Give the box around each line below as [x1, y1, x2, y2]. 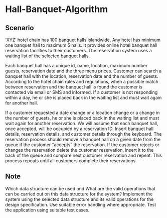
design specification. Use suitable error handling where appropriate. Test [5, 201, 156, 207]
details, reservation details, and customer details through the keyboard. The [5, 131, 162, 137]
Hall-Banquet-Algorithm [5, 4, 108, 15]
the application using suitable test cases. [5, 207, 90, 213]
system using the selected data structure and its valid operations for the [5, 196, 154, 202]
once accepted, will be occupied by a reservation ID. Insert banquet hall [5, 126, 154, 132]
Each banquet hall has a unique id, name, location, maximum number [5, 63, 148, 68]
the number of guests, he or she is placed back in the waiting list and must [5, 115, 159, 121]
